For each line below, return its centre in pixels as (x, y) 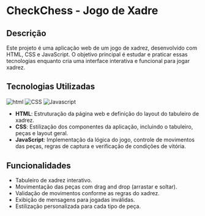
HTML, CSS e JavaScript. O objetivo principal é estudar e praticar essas (97, 54)
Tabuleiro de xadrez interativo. (54, 181)
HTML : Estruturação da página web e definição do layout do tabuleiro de (107, 114)
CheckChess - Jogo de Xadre (82, 11)
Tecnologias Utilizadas (51, 87)
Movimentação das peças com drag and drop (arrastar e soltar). (96, 187)
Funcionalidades (39, 166)
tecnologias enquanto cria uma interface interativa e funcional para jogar (98, 61)
